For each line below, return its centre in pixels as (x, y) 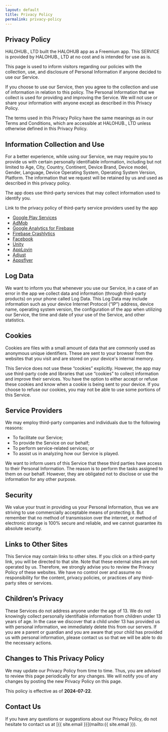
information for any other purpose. (41, 479)
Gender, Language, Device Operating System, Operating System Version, (81, 172)
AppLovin (22, 249)
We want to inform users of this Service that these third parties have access (83, 463)
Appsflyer (23, 260)
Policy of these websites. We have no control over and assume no (73, 573)
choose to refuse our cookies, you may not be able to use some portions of (83, 390)
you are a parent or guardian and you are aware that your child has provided (84, 632)
